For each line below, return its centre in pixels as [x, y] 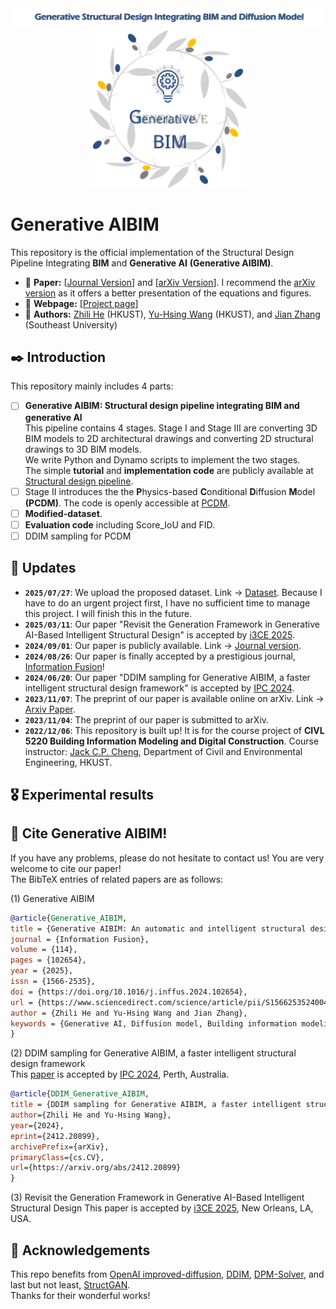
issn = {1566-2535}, [53, 982]
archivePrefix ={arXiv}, [60, 1147]
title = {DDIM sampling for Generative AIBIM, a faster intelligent [156, 1105]
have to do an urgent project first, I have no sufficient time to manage [167, 603]
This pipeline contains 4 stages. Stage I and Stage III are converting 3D [171, 428]
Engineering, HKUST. [68, 762]
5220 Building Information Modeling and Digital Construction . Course [172, 741]
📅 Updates [43, 568]
